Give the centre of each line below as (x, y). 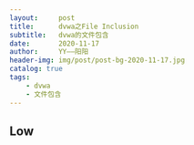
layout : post (42, 18)
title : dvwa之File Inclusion (74, 26)
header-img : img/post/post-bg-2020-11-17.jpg (97, 60)
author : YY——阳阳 (49, 52)
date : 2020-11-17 (55, 43)
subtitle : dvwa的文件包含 (59, 35)
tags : (20, 78)
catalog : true (36, 69)
